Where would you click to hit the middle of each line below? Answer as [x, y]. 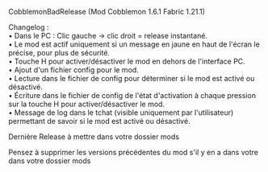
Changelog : [29, 27]
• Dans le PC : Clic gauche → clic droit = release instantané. [108, 36]
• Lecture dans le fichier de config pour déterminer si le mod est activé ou [132, 78]
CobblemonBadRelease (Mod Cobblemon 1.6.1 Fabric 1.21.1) [107, 12]
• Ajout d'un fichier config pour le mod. [73, 70]
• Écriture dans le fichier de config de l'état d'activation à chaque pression [132, 95]
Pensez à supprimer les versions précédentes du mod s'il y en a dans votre [133, 152]
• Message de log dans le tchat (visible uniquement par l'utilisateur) [121, 113]
